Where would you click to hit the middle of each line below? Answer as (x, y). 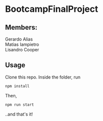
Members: (21, 27)
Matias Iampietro (22, 44)
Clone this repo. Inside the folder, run (43, 77)
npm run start (20, 105)
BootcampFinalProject (52, 9)
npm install (17, 86)
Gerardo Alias (19, 39)
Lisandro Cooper (22, 50)
